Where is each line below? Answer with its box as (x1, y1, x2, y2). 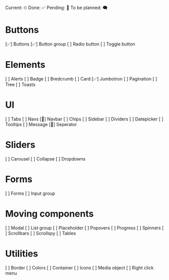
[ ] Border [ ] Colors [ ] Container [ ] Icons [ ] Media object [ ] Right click (5, 264, 154, 270)
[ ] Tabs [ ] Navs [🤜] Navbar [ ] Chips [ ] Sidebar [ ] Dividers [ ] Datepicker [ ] (5, 116, 164, 122)
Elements (5, 59, 45, 70)
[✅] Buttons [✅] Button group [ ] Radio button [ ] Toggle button (5, 41, 135, 47)
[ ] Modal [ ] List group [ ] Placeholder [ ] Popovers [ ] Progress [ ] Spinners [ (5, 225, 164, 231)
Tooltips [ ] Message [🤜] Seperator (5, 121, 77, 127)
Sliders (5, 139, 35, 150)
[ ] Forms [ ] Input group (5, 190, 55, 196)
